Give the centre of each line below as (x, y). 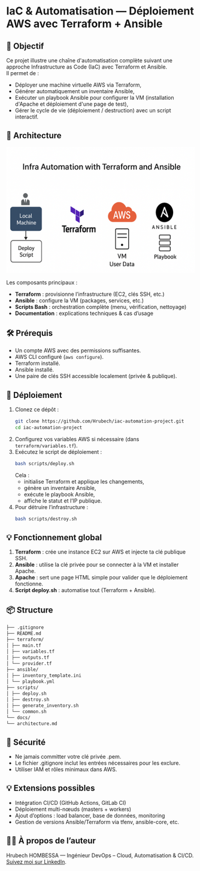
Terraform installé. (37, 363)
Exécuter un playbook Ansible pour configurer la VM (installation (94, 98)
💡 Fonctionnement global (54, 537)
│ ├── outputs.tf (28, 658)
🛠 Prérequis (30, 333)
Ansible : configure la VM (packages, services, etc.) (79, 301)
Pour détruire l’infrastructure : (51, 507)
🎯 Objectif (25, 46)
